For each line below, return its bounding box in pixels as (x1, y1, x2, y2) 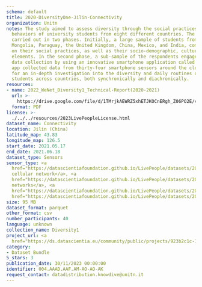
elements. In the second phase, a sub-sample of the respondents (11, 54, 179, 60)
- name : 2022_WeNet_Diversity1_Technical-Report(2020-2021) (6, 87, 161, 93)
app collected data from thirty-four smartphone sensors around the (11, 64, 187, 71)
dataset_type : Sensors (6, 154, 63, 160)
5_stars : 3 (6, 255, 34, 261)
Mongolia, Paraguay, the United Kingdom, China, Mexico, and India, (11, 43, 187, 49)
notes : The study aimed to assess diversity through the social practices (6, 25, 198, 32)
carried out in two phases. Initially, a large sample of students (11, 37, 185, 43)
